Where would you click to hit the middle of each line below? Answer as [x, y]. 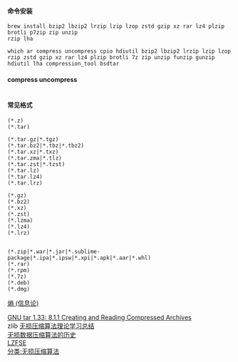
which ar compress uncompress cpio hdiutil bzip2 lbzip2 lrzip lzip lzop [119, 51]
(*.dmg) [19, 289]
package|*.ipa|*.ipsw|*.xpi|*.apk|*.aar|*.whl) [79, 258]
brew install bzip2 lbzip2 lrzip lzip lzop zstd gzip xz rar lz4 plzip [116, 26]
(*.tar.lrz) [25, 183]
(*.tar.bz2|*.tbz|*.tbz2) [46, 145]
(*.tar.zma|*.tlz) [35, 158]
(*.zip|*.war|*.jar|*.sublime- [54, 252]
